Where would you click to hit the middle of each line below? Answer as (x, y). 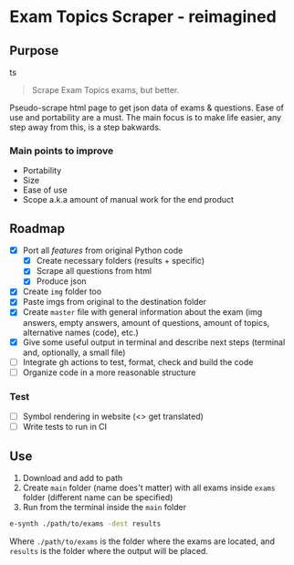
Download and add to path (73, 477)
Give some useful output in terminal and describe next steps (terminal (154, 342)
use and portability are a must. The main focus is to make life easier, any (145, 117)
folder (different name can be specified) (98, 497)
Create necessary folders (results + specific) (121, 261)
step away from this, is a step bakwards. (85, 127)
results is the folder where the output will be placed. (109, 550)
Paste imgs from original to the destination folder (115, 302)
